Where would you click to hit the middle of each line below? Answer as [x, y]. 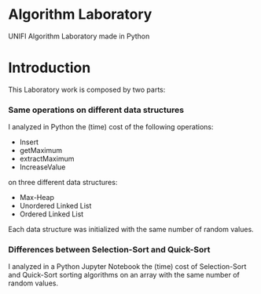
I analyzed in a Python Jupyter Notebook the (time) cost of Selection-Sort [127, 267]
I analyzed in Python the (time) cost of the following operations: [111, 127]
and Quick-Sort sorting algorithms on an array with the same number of [124, 275]
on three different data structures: [63, 183]
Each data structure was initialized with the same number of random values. [131, 230]
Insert [29, 142]
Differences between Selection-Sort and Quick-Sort [109, 250]
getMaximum [41, 151]
